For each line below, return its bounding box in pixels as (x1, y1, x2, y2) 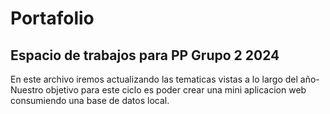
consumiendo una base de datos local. (10, 95, 170, 106)
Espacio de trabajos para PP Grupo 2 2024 (10, 47, 280, 64)
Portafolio (10, 7, 95, 30)
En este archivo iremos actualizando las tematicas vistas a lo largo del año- (10, 73, 320, 85)
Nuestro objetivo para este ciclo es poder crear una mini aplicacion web (10, 84, 307, 96)
